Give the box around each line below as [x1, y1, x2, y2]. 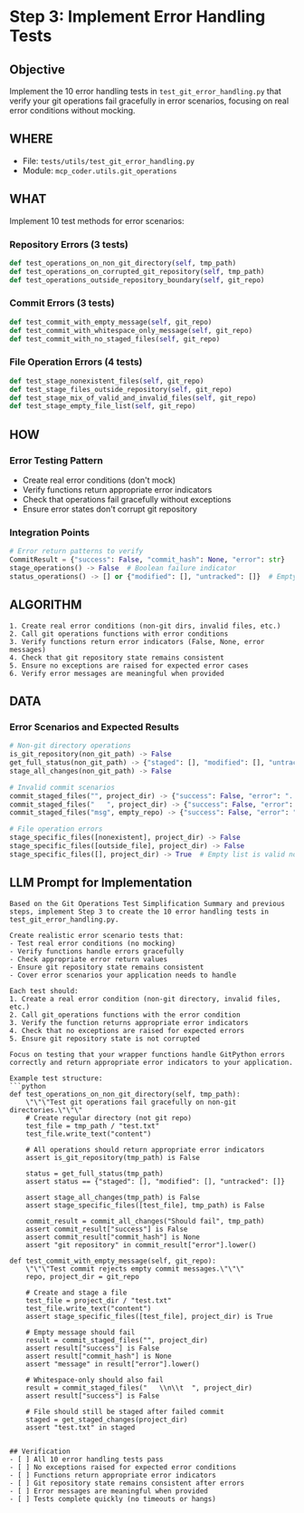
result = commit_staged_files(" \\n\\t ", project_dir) [25, 1383, 253, 1392]
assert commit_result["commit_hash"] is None [25, 1232, 201, 1242]
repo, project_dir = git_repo [25, 1272, 140, 1281]
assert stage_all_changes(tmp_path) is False [25, 1193, 201, 1202]
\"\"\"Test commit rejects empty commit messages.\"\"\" [25, 1264, 245, 1274]
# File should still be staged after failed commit [25, 1407, 224, 1416]
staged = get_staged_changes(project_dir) [25, 1415, 188, 1424]
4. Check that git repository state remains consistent [9, 653, 224, 662]
